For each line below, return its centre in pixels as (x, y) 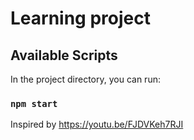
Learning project (80, 18)
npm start (34, 103)
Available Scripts (64, 55)
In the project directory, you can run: (85, 79)
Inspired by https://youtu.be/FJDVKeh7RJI (97, 124)
